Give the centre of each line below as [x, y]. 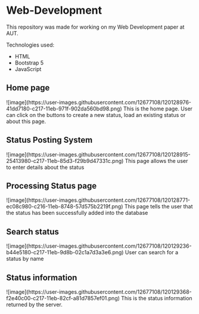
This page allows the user [156, 161]
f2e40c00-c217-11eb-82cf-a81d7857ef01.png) [63, 298]
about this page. [26, 121]
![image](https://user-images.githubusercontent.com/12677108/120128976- [99, 102]
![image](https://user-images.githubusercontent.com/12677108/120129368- [99, 292]
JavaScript [28, 69]
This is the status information [157, 298]
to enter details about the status [45, 167]
